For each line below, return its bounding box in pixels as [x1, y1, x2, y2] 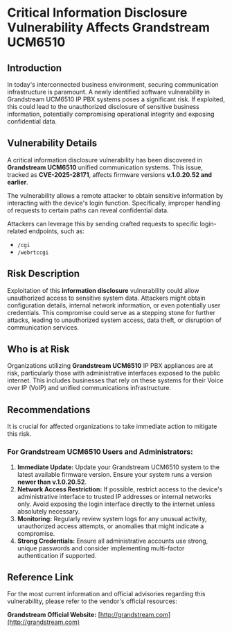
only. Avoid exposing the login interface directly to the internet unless [17, 500, 215, 508]
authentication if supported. [17, 551, 97, 559]
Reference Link [7, 571, 74, 583]
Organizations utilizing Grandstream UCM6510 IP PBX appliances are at [7, 362, 213, 370]
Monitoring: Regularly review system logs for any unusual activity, [17, 514, 207, 523]
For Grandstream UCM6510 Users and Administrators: [7, 447, 193, 457]
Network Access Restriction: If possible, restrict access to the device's [17, 484, 223, 493]
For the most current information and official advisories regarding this [7, 590, 206, 598]
